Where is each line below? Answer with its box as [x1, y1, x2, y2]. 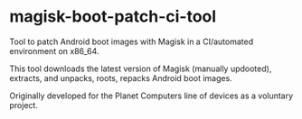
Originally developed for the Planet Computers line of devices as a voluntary [9, 90, 294, 101]
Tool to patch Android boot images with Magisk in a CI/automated [9, 36, 254, 47]
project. [9, 99, 39, 110]
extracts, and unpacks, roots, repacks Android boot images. [9, 72, 232, 83]
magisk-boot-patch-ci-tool [9, 6, 217, 27]
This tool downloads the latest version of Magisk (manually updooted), [9, 63, 272, 74]
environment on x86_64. [9, 45, 99, 56]
